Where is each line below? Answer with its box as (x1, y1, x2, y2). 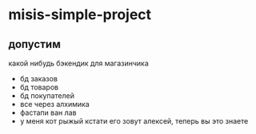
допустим (8, 37, 62, 51)
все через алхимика (19, 100, 90, 108)
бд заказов (19, 74, 58, 83)
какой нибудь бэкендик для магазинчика (8, 58, 150, 68)
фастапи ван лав (19, 108, 78, 117)
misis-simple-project (8, 6, 152, 24)
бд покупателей (19, 91, 74, 100)
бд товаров (19, 82, 58, 92)
